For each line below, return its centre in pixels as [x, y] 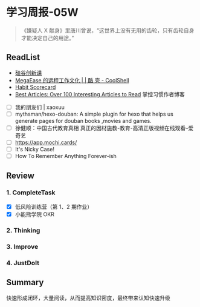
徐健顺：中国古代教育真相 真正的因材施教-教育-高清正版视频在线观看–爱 [104, 128]
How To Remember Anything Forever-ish [66, 156]
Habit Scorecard [35, 87]
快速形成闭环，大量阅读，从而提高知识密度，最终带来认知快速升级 [88, 298]
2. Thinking [23, 230]
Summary [25, 282]
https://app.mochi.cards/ [46, 142]
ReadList [23, 57]
